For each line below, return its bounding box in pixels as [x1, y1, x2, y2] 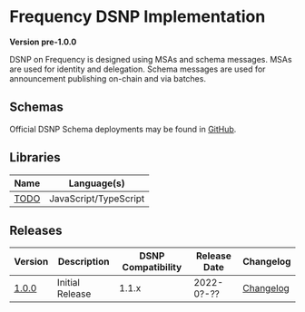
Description [57, 256, 110, 268]
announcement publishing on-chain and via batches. [9, 73, 207, 83]
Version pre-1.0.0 [9, 36, 77, 47]
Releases [9, 222, 63, 238]
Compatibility [122, 261, 182, 274]
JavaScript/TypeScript [48, 192, 145, 205]
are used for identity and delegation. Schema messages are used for [9, 63, 266, 74]
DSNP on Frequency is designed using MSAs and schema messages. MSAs [9, 54, 292, 64]
